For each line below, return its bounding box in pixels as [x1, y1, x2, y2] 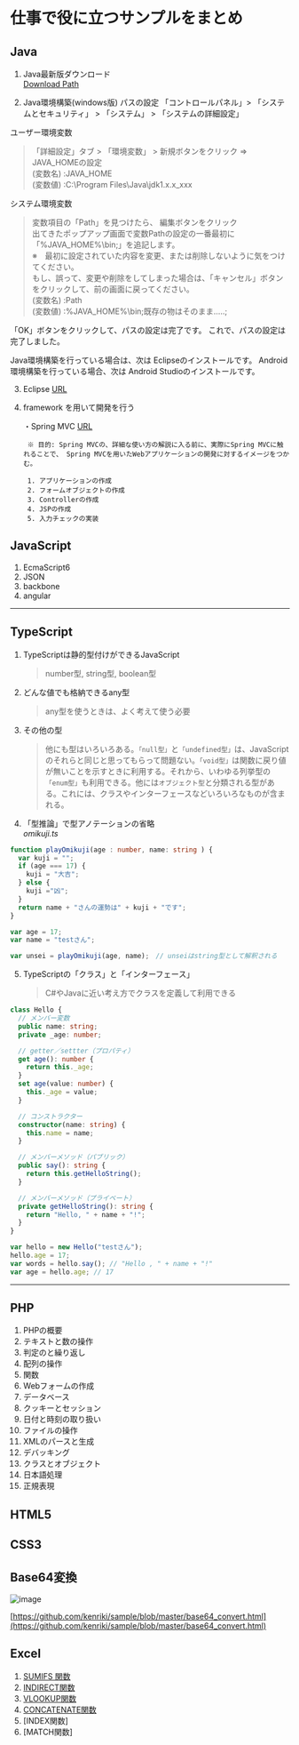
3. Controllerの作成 [27, 495, 99, 504]
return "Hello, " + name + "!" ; [26, 1210, 146, 1219]
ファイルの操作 [22, 1425, 78, 1436]
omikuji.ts [22, 828, 59, 838]
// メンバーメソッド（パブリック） [18, 1153, 130, 1162]
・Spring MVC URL [22, 421, 93, 431]
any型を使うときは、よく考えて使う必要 [44, 706, 191, 716]
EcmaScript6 [22, 562, 70, 572]
